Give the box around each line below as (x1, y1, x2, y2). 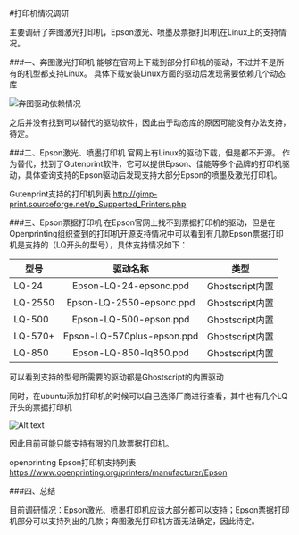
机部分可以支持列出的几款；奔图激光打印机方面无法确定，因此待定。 (9, 516, 260, 526)
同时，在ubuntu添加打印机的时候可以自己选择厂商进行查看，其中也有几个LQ (9, 391, 288, 401)
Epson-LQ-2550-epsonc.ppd (66, 297, 195, 308)
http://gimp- (112, 188, 158, 199)
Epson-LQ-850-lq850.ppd (72, 347, 189, 359)
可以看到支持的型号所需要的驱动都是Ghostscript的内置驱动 (9, 372, 225, 382)
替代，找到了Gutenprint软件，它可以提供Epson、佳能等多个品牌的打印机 (16, 159, 283, 169)
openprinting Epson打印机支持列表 (9, 457, 137, 467)
